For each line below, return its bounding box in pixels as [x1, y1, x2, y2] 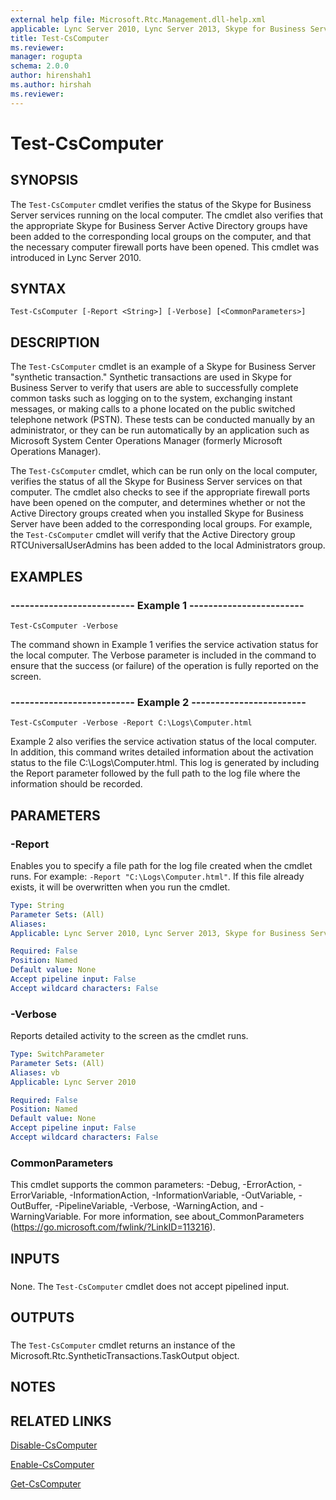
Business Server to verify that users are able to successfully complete [10, 382, 299, 394]
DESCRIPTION [10, 334, 100, 351]
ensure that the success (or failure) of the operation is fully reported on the [10, 659, 320, 671]
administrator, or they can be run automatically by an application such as [10, 424, 310, 436]
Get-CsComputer [10, 1478, 82, 1490]
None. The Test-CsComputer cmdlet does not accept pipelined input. [10, 1280, 290, 1292]
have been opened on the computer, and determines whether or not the [10, 497, 306, 509]
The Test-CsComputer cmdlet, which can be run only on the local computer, [10, 465, 318, 477]
